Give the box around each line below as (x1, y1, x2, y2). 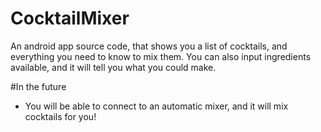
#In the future (10, 80, 67, 92)
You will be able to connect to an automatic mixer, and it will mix (24, 100, 289, 112)
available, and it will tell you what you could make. (10, 61, 217, 73)
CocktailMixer (10, 7, 130, 30)
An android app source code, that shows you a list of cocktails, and (10, 40, 288, 52)
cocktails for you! (24, 110, 97, 122)
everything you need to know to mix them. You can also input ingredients (10, 50, 312, 62)
